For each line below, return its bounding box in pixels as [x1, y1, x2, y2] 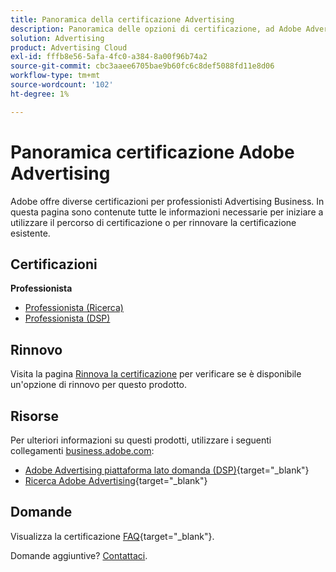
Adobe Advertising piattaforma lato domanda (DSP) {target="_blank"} [24, 464, 310, 476]
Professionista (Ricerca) [24, 302, 124, 314]
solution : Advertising [10, 33, 105, 43]
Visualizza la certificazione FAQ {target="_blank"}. [10, 530, 215, 542]
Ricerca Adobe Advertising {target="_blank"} [24, 475, 208, 486]
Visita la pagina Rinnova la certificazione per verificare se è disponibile [10, 368, 302, 380]
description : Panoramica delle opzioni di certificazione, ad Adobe [10, 24, 302, 34]
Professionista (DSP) [24, 312, 111, 325]
